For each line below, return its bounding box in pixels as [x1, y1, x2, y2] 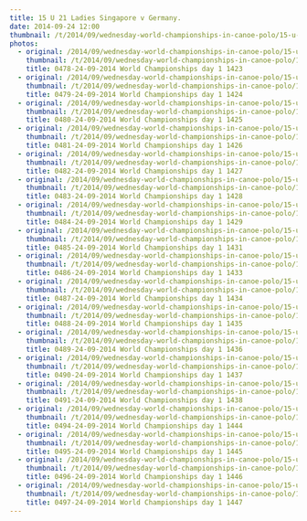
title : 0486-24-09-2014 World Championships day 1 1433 [26, 269, 244, 278]
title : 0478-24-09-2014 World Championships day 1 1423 [26, 65, 244, 74]
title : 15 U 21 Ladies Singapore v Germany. [9, 13, 182, 23]
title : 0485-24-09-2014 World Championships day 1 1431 [26, 243, 244, 252]
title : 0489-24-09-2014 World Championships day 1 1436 [26, 345, 244, 354]
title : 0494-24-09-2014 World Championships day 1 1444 [26, 421, 244, 431]
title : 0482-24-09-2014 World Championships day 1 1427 [26, 166, 244, 175]
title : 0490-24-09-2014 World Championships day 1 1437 [26, 370, 244, 379]
